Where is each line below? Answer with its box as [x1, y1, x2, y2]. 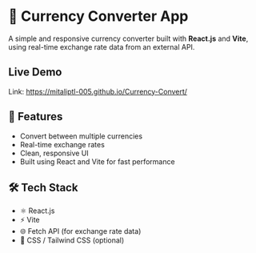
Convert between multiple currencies [19, 131, 142, 141]
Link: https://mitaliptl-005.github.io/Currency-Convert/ [8, 86, 188, 96]
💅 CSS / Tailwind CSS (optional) [19, 235, 125, 245]
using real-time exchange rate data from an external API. [8, 42, 195, 51]
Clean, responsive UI [19, 148, 90, 158]
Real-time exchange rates [19, 139, 106, 149]
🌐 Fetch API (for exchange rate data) [19, 227, 142, 236]
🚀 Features [8, 110, 63, 123]
